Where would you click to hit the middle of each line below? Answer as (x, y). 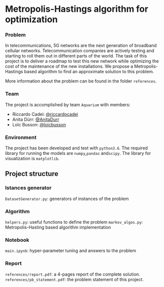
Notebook (17, 240)
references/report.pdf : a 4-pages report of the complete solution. (73, 274)
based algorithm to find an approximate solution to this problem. (89, 72)
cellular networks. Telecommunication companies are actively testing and (80, 51)
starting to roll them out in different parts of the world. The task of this (76, 56)
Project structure (32, 174)
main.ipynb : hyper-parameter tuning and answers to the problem (71, 251)
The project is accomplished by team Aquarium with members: (68, 105)
